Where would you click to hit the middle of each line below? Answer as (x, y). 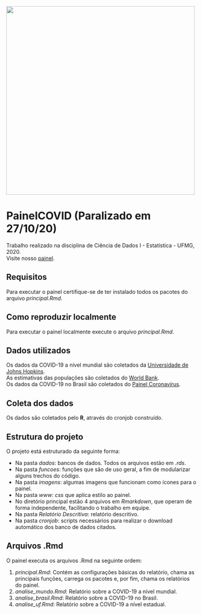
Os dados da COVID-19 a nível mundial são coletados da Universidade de (97, 365)
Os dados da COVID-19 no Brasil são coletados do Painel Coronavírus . (93, 384)
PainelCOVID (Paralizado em (79, 216)
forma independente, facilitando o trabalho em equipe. (83, 508)
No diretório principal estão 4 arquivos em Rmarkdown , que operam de (103, 501)
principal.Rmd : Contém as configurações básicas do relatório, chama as (105, 572)
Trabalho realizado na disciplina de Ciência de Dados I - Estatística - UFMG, (100, 245)
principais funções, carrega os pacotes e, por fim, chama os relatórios (102, 578)
